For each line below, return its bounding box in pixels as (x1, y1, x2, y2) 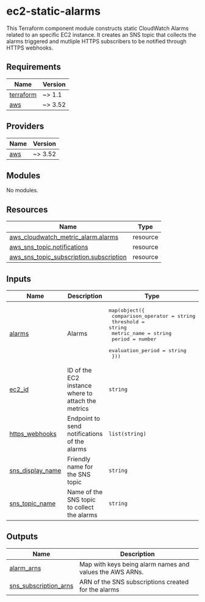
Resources (6, 204, 48, 215)
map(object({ (109, 307, 145, 314)
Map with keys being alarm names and (79, 560, 190, 568)
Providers (6, 121, 45, 132)
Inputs (6, 274, 32, 284)
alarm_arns (9, 563, 41, 572)
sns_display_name (9, 467, 62, 475)
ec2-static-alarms (6, 4, 101, 18)
